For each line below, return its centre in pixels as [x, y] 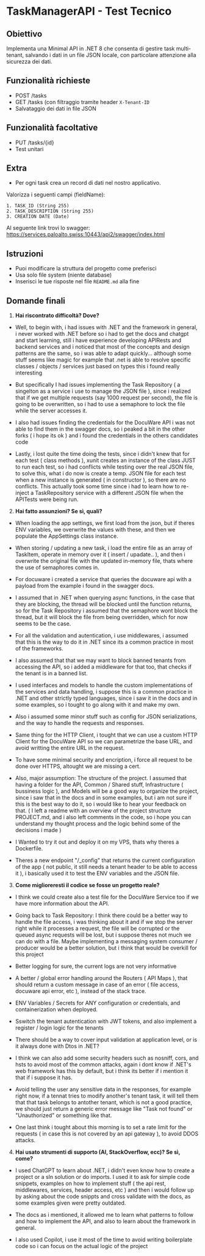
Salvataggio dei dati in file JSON [56, 108]
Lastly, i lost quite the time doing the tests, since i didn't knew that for [103, 454]
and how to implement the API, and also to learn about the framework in [106, 1221]
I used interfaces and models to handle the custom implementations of [104, 685]
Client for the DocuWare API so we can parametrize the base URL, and [104, 741]
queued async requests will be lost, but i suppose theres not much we [103, 935]
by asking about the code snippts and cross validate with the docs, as [103, 1197]
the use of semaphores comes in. [57, 568]
